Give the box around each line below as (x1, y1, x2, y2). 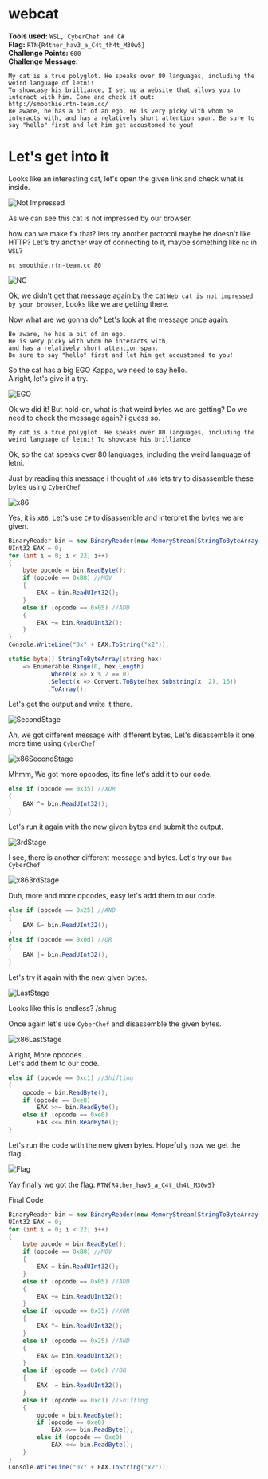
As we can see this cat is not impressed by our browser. (8, 213, 193, 223)
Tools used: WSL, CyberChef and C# (8, 31, 125, 41)
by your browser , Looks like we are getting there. (8, 299, 169, 308)
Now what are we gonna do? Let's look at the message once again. (8, 315, 229, 324)
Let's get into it (8, 148, 110, 166)
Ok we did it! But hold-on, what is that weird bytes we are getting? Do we (8, 404, 248, 414)
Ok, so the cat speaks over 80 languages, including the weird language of (8, 449, 251, 459)
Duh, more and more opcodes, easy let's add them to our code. (8, 890, 217, 900)
